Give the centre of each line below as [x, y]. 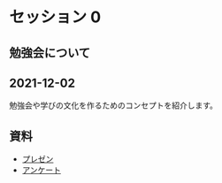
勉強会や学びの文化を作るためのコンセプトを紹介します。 [114, 105]
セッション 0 [55, 17]
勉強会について [50, 53]
